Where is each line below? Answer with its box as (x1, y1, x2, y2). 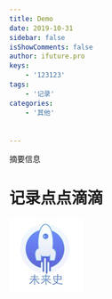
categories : (9, 99, 53, 108)
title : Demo (9, 14, 53, 23)
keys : (9, 61, 29, 70)
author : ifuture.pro (9, 52, 86, 61)
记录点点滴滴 (9, 188, 104, 208)
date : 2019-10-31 (9, 23, 74, 33)
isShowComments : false (9, 43, 93, 52)
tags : (9, 80, 29, 89)
